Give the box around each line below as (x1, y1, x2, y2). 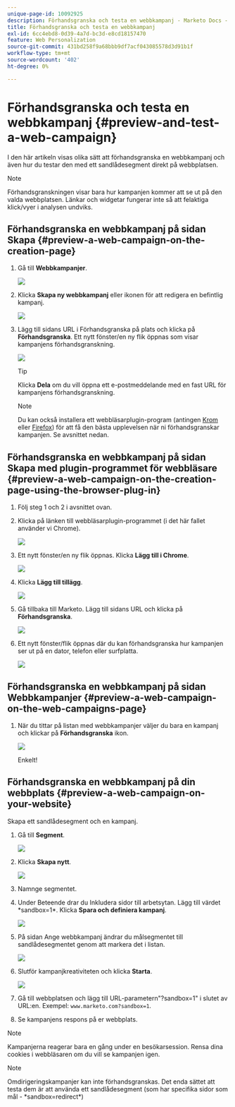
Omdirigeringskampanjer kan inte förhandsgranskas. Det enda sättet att (7, 1077, 215, 1086)
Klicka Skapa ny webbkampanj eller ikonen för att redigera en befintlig (17, 291, 224, 299)
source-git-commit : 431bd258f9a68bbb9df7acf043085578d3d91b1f (7, 43, 193, 50)
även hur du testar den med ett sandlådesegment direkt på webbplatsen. (7, 160, 218, 169)
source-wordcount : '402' (7, 56, 80, 64)
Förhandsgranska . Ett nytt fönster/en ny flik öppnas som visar (17, 333, 199, 341)
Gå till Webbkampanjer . (17, 264, 88, 273)
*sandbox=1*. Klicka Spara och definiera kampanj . (17, 905, 167, 914)
